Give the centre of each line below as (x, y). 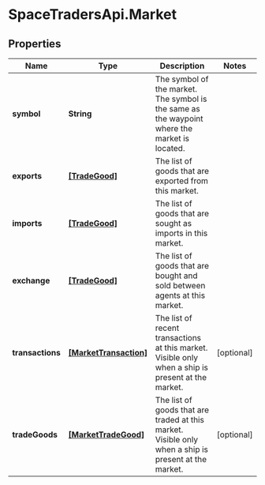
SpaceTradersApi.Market (93, 15)
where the (174, 128)
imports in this (181, 233)
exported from (182, 181)
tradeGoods (35, 434)
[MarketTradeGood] (106, 434)
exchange (31, 280)
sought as (173, 223)
